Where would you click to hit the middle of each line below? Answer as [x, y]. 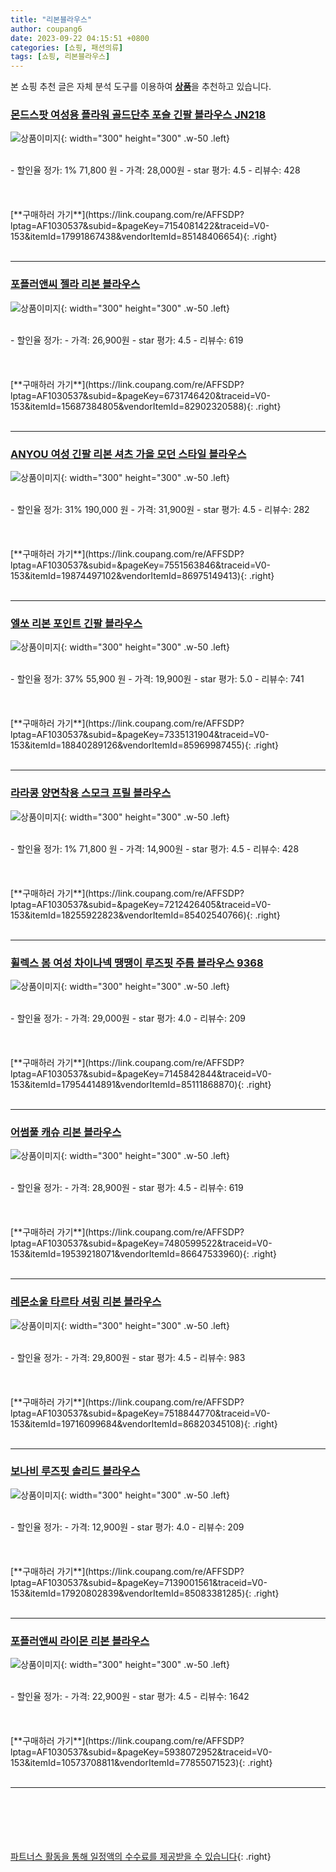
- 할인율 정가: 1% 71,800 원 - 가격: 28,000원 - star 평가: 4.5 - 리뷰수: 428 [155, 170]
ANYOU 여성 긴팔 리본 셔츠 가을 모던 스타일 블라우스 [128, 454]
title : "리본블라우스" [51, 19]
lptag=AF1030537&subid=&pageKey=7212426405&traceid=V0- [141, 904]
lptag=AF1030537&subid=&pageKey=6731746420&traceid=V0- [140, 395]
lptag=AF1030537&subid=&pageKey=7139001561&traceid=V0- [139, 1582]
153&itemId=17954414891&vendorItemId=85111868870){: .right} [141, 1084]
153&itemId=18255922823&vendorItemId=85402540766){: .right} [145, 915]
